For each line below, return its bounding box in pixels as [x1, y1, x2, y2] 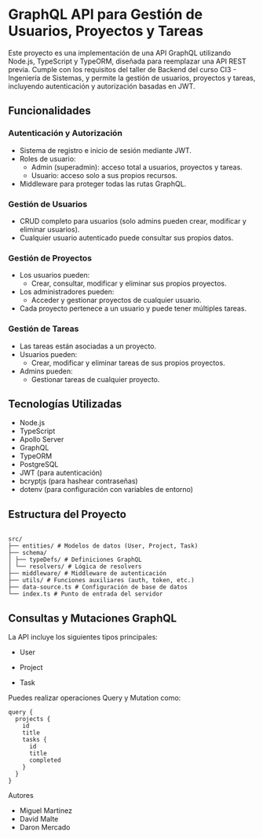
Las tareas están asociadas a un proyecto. [19, 341, 157, 351]
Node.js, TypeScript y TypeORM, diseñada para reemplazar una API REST [8, 56, 247, 66]
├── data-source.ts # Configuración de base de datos [8, 583, 188, 592]
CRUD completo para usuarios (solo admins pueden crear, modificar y [19, 216, 247, 225]
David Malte [19, 814, 59, 823]
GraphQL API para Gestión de [8, 5, 203, 24]
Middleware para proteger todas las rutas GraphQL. [19, 179, 187, 188]
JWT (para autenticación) [19, 468, 103, 478]
